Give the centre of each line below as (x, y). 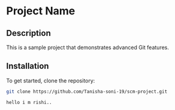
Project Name (41, 11)
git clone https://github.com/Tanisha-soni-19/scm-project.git (87, 91)
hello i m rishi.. (29, 102)
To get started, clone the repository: (51, 80)
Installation (28, 66)
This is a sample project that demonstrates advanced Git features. (88, 47)
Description (28, 33)
